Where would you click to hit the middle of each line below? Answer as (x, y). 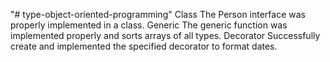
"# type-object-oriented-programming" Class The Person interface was (158, 14)
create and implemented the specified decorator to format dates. (144, 46)
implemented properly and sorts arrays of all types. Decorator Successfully (165, 35)
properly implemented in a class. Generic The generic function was (149, 25)
